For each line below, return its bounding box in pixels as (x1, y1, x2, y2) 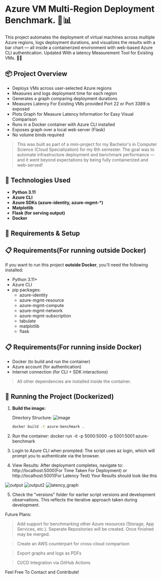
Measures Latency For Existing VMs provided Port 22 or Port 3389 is (12, 101, 150, 106)
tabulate (19, 318, 36, 324)
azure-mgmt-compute (19, 302, 64, 308)
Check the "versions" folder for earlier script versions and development (12, 492, 156, 497)
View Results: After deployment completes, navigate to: (12, 462, 124, 468)
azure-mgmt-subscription (19, 312, 72, 318)
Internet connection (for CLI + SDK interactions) (12, 369, 108, 374)
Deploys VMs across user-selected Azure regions (12, 85, 112, 91)
